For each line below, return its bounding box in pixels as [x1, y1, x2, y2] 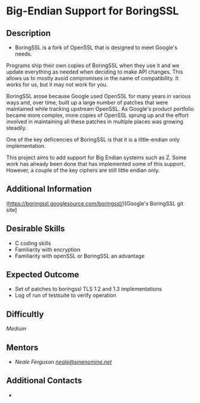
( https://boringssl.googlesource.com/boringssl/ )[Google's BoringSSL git [6, 199, 184, 207]
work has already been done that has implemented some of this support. [6, 160, 185, 167]
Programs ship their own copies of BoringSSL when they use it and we [6, 62, 180, 69]
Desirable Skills [6, 223, 65, 234]
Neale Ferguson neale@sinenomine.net [14, 358, 112, 366]
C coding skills [14, 240, 51, 247]
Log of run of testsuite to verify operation [14, 292, 116, 299]
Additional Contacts [6, 375, 82, 386]
